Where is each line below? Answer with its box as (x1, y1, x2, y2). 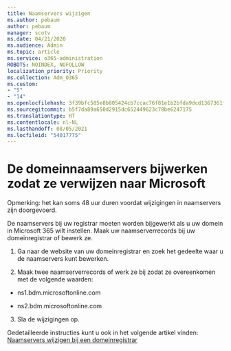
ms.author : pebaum (7, 17, 60, 23)
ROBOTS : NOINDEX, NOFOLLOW (7, 61, 85, 68)
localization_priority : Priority (7, 67, 103, 74)
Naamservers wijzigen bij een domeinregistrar (7, 336, 137, 344)
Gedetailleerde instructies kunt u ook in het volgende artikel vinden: (7, 328, 199, 337)
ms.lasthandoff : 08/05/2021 (7, 125, 88, 132)
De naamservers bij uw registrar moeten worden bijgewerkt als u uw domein (7, 220, 223, 228)
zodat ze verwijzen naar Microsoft (7, 176, 206, 191)
